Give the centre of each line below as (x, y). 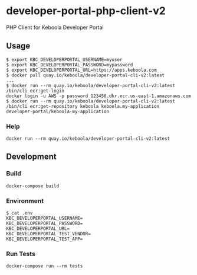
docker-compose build (33, 186)
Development (32, 157)
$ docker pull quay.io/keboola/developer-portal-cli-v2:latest (86, 75)
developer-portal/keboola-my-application (58, 111)
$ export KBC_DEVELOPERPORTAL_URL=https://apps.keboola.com (82, 70)
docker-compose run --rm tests (45, 266)
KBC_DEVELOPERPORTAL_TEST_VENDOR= (49, 234)
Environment (25, 201)
